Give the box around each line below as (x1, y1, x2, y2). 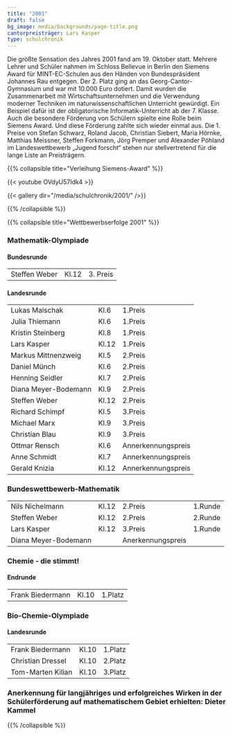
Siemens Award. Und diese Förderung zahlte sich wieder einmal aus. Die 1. (7, 122, 221, 130)
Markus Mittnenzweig (10, 351, 82, 360)
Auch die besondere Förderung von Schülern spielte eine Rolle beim (7, 114, 202, 122)
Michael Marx (10, 418, 55, 428)
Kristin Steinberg (10, 328, 65, 337)
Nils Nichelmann (10, 501, 64, 511)
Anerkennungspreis (122, 535, 187, 545)
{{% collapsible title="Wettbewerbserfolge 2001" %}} (7, 218, 159, 226)
